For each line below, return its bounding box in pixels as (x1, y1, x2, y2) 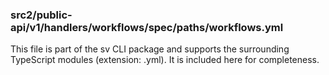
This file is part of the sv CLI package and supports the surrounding (10, 43, 290, 55)
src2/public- (10, 8, 73, 22)
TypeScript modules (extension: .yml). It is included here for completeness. (10, 54, 320, 66)
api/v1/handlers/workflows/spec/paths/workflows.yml (10, 20, 284, 34)
